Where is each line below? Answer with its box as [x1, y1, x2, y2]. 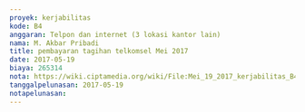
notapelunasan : [9, 89, 67, 98]
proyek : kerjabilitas [9, 13, 92, 23]
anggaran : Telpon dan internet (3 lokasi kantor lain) [9, 30, 221, 39]
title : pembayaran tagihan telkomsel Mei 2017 [9, 47, 189, 56]
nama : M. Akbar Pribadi [9, 38, 100, 48]
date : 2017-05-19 [9, 55, 75, 64]
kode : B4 [9, 22, 43, 31]
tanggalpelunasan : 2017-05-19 [9, 80, 124, 89]
